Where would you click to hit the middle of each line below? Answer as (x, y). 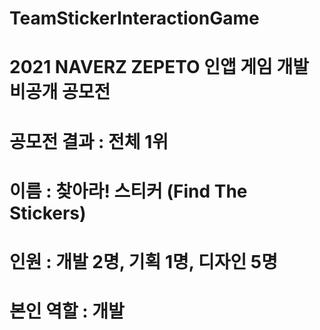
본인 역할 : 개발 (67, 311)
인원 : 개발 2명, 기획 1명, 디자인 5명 (143, 261)
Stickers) (48, 213)
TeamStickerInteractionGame (134, 18)
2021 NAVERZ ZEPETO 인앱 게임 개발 (159, 67)
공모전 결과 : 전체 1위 (89, 141)
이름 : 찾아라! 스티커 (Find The (128, 191)
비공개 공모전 (60, 92)
